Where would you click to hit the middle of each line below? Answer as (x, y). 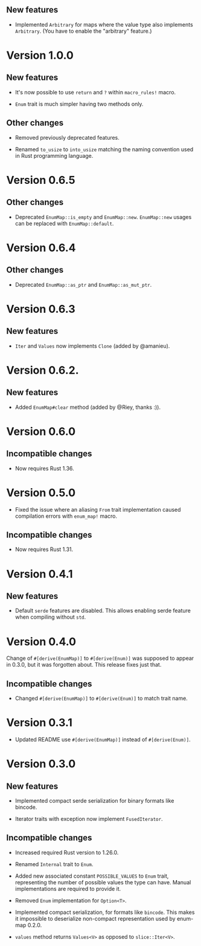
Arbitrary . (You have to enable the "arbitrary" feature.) (83, 31)
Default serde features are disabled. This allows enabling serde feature (103, 611)
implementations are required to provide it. (68, 889)
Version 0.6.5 (41, 180)
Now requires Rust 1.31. (44, 549)
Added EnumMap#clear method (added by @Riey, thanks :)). (88, 407)
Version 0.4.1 (40, 574)
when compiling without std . (50, 617)
